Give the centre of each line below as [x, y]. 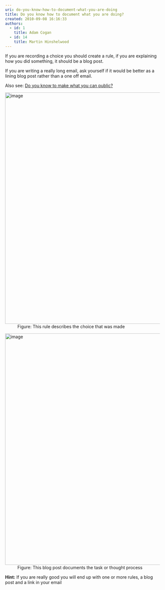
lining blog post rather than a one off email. [49, 76]
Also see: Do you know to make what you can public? [59, 85]
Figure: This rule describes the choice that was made [71, 326]
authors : [14, 23]
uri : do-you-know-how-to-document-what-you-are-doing [61, 10]
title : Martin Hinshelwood [41, 42]
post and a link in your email [34, 582]
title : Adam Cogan [33, 33]
